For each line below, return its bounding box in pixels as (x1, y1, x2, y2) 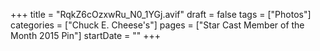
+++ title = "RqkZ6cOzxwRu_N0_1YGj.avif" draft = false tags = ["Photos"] (10, 9, 312, 20)
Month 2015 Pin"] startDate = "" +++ (10, 30, 162, 41)
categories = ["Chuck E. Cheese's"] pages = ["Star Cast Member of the (10, 19, 305, 31)
